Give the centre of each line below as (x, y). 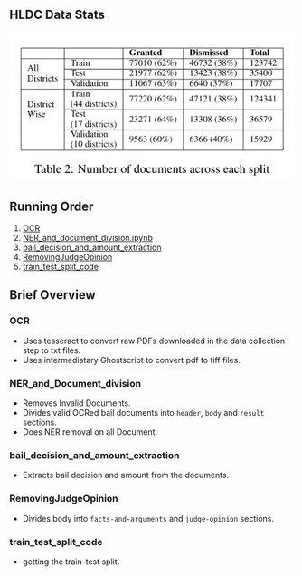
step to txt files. (52, 350)
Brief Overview (53, 295)
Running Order (52, 206)
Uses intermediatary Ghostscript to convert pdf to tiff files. (132, 360)
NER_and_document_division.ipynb (88, 238)
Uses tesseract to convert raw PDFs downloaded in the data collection (154, 341)
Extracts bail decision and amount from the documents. (126, 475)
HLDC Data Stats (57, 15)
